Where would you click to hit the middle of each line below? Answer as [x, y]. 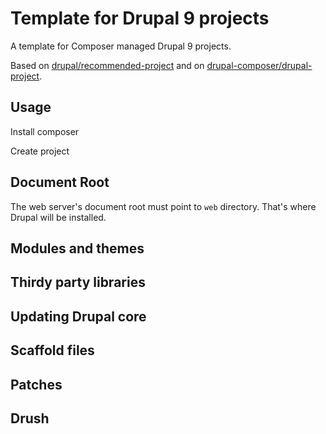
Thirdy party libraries [78, 282]
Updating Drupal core [78, 316]
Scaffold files [52, 350]
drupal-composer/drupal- [259, 65]
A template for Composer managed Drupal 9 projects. [121, 46]
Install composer [45, 131]
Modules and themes [77, 248]
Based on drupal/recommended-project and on [107, 65]
